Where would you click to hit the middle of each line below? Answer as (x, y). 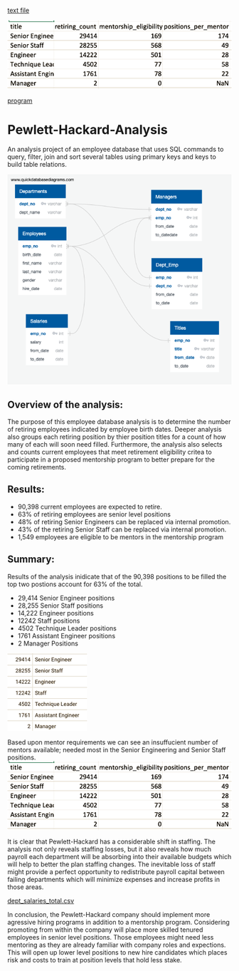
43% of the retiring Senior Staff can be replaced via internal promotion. (122, 529)
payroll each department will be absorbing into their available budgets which (119, 857)
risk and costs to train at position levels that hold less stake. (95, 960)
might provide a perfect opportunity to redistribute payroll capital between (116, 872)
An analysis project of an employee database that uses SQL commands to (116, 150)
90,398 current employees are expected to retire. (90, 507)
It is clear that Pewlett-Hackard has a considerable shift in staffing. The (111, 842)
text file (18, 10)
